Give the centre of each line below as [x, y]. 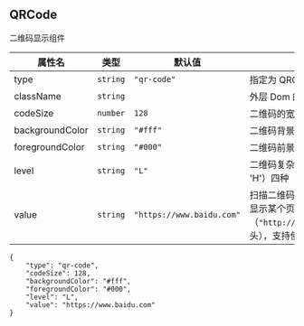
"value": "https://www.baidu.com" [90, 305]
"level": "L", [52, 297]
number [111, 113]
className [38, 96]
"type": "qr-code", [62, 265]
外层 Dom [270, 97]
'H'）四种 [269, 178]
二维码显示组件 [37, 37]
